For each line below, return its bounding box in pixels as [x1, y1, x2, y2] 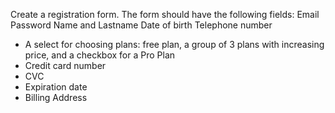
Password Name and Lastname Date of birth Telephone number [10, 19, 273, 31]
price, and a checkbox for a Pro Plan [24, 49, 176, 61]
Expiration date [24, 81, 88, 93]
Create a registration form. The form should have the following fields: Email [10, 9, 320, 20]
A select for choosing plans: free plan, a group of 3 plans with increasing [24, 39, 325, 50]
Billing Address [24, 92, 88, 103]
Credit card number [24, 60, 107, 71]
